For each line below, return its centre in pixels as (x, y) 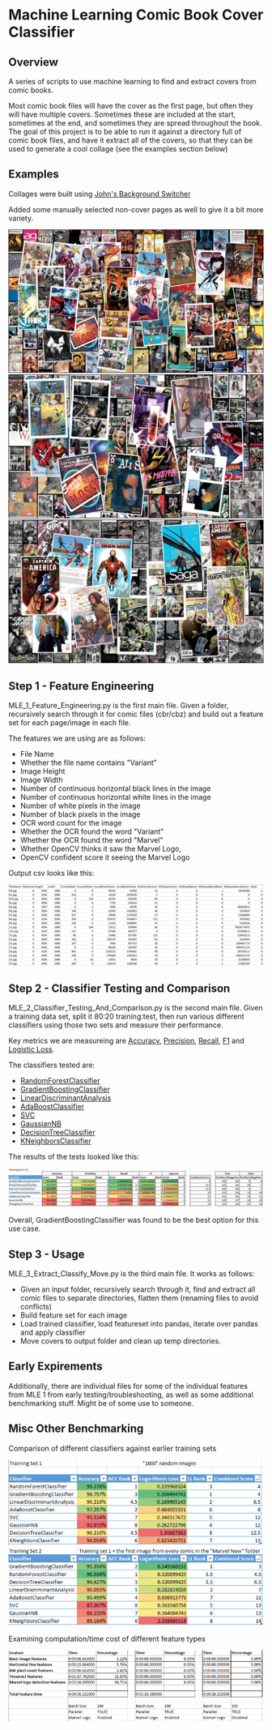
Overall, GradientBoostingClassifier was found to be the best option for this (134, 1220)
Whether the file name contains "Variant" (89, 762)
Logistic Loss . (32, 1049)
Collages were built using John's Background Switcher (100, 194)
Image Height (42, 771)
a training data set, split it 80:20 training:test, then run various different (126, 1017)
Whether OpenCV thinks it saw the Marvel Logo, (101, 849)
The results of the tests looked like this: (74, 1157)
